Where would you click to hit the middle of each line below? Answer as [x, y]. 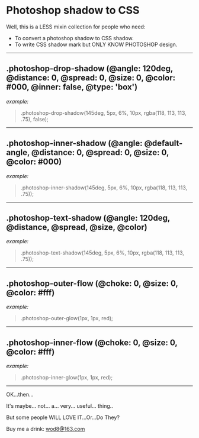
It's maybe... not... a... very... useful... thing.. [60, 406]
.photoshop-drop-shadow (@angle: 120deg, [90, 69]
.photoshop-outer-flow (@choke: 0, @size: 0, [92, 283]
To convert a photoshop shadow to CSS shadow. [74, 38]
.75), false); [34, 119]
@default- [163, 144]
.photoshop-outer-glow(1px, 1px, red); [67, 318]
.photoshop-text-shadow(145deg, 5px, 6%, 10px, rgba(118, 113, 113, [102, 253]
